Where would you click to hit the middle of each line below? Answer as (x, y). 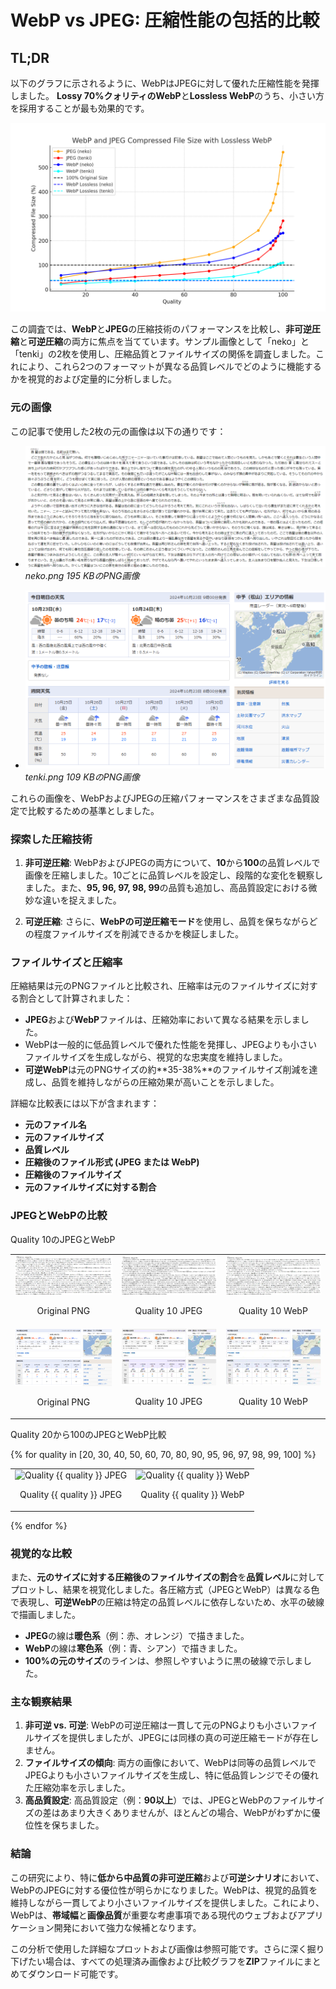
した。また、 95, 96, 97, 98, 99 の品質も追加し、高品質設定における (171, 887)
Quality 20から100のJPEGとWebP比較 (88, 1434)
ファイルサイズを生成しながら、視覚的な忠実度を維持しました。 (156, 1057)
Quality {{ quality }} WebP (192, 1495)
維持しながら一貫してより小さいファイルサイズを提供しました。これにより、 (167, 1902)
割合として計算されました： (75, 998)
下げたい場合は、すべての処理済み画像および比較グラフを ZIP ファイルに (157, 1961)
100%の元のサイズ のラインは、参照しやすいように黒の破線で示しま (164, 1661)
